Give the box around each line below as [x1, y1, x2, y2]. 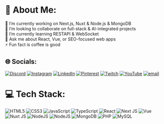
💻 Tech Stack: [5, 88, 66, 100]
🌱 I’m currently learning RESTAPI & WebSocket [5, 31, 99, 37]
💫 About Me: [5, 4, 57, 16]
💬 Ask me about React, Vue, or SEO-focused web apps [5, 36, 116, 42]
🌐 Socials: [5, 58, 37, 66]
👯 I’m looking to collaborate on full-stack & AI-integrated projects [5, 25, 136, 31]
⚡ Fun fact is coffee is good [5, 41, 61, 47]
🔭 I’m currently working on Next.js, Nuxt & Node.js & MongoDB [5, 21, 131, 26]
